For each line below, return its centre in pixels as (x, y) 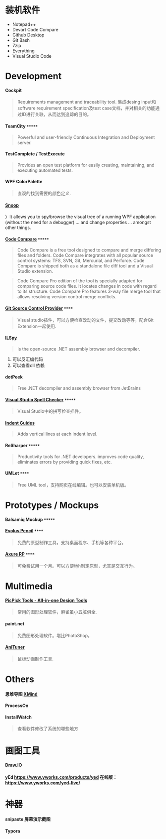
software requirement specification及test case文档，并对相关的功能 (86, 108)
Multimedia (29, 586)
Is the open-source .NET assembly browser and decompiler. (79, 349)
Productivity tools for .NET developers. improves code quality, (81, 457)
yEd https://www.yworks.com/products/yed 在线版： (61, 777)
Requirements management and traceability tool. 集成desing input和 (86, 102)
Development (33, 76)
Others (20, 679)
